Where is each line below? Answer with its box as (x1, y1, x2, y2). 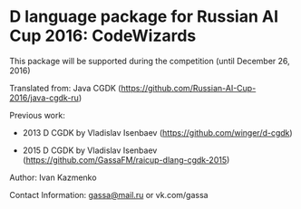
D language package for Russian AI (9, 6, 279, 27)
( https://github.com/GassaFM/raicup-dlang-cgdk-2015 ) (22, 154, 230, 165)
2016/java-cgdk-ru (9, 92, 80, 103)
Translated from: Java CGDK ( (9, 82, 121, 93)
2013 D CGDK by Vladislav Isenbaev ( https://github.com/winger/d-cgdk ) (22, 127, 293, 138)
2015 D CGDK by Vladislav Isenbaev (22, 145, 158, 156)
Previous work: (9, 109, 65, 120)
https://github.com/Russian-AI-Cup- (121, 82, 257, 93)
